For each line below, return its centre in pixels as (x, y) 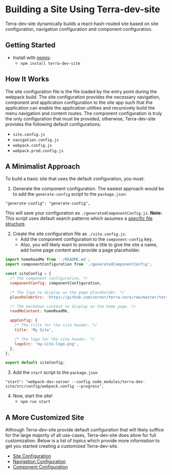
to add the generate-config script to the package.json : (70, 194)
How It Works (27, 79)
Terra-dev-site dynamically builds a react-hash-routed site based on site (82, 24)
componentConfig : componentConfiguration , (56, 283)
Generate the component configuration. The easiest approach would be (88, 189)
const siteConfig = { (28, 274)
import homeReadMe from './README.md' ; (48, 260)
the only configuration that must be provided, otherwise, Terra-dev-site (81, 118)
